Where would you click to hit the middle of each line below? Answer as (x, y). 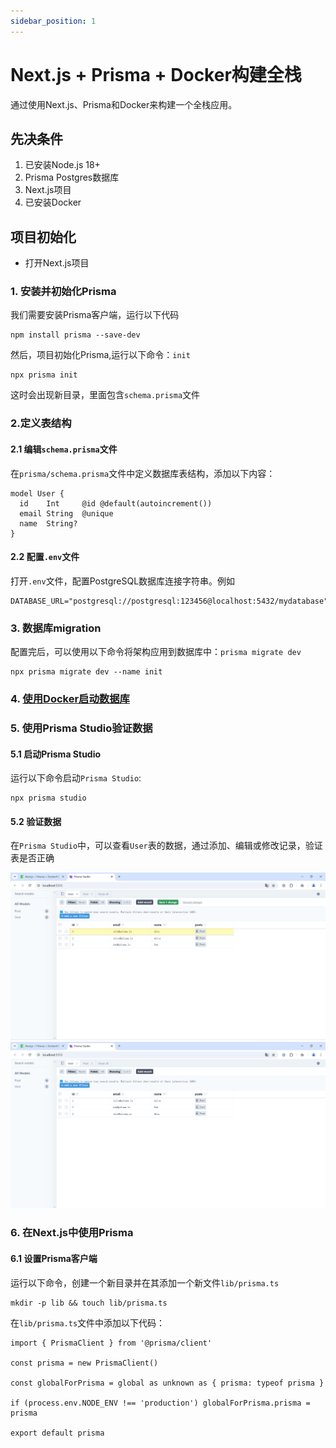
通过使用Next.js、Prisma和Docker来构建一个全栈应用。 (124, 104)
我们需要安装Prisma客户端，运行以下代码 (95, 315)
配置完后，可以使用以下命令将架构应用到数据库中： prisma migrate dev (156, 652)
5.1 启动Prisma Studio (56, 754)
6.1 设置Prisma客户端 (54, 1258)
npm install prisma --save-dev (75, 335)
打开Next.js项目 (57, 263)
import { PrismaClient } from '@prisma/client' (111, 1343)
